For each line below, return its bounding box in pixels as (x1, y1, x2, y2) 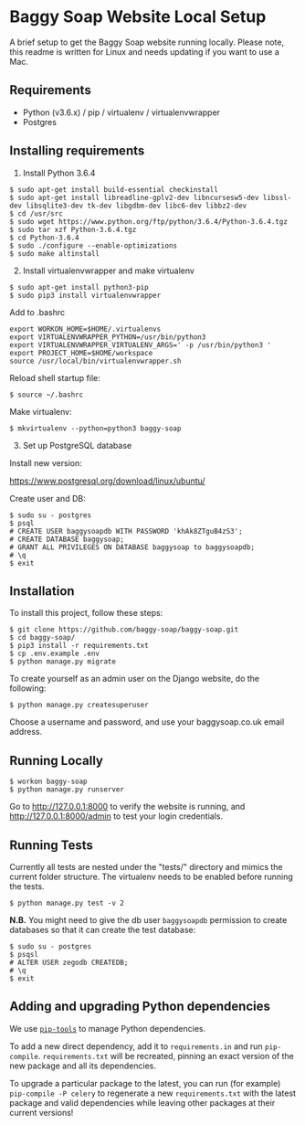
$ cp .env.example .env (9, 649, 100, 659)
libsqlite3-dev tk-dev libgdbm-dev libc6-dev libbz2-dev (26, 201, 247, 210)
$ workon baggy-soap (9, 777, 89, 787)
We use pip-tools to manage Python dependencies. (9, 1023, 206, 1034)
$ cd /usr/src (9, 208, 64, 218)
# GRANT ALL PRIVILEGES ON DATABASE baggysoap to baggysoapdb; (9, 542, 256, 552)
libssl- (262, 193, 292, 202)
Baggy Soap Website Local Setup (9, 6, 267, 27)
